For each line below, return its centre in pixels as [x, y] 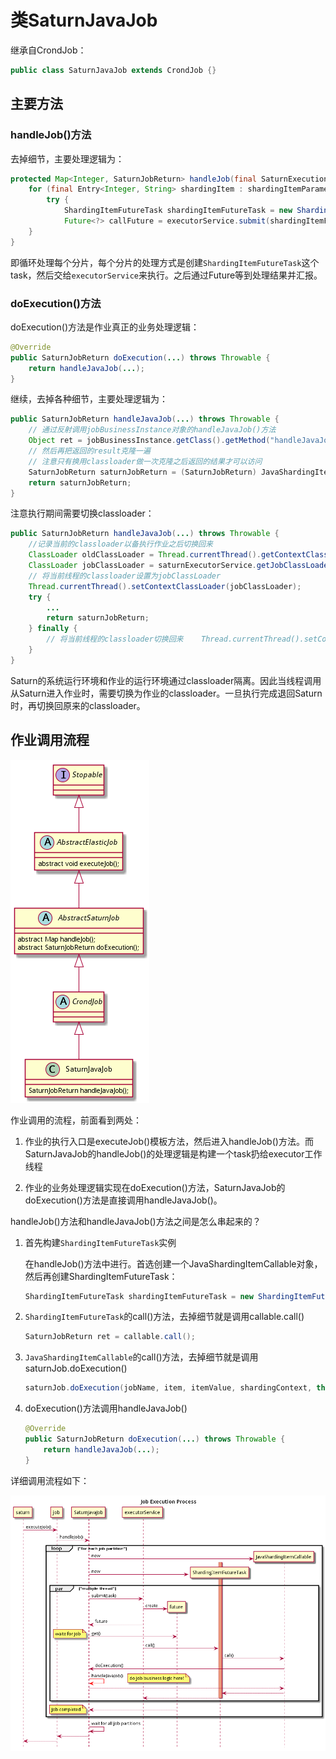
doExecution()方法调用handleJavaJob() [106, 1408]
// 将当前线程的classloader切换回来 [115, 639]
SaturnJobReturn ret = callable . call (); [110, 1337]
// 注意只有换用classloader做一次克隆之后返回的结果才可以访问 [145, 461]
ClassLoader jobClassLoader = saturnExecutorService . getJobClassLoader [180, 566]
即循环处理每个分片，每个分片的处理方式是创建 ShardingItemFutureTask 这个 [165, 262]
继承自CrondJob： [48, 50]
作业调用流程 [50, 740]
